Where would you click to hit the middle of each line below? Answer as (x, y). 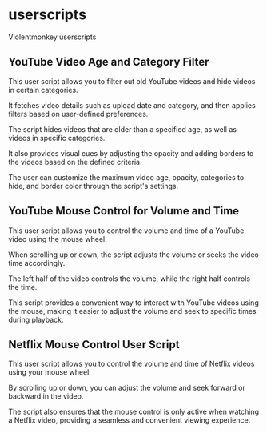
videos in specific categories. (57, 138)
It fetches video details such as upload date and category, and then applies (132, 105)
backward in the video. (46, 396)
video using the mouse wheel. (58, 239)
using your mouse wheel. (50, 372)
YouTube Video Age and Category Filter (109, 62)
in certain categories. (43, 90)
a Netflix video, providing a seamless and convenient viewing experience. (130, 420)
